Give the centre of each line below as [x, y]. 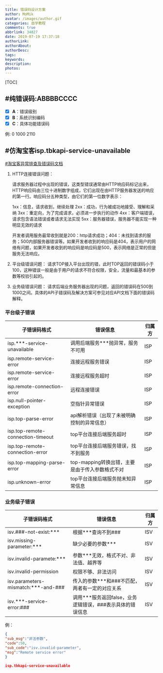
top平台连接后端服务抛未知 [101, 479]
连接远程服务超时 [90, 376]
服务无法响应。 [27, 253]
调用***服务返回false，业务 [105, 598]
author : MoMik [19, 14]
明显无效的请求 [27, 225]
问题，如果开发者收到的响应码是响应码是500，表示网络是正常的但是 [88, 247]
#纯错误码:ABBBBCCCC [41, 99]
